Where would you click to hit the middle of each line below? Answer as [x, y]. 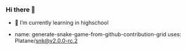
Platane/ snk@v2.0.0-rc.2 [46, 41]
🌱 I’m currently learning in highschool [61, 23]
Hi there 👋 [21, 10]
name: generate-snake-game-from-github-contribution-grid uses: [98, 34]
